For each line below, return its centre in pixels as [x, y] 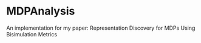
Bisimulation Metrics [32, 34]
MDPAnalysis [41, 11]
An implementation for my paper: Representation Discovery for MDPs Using [101, 28]
